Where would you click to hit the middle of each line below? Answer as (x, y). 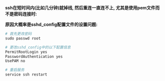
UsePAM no (15, 61)
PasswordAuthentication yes (34, 56)
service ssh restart (26, 75)
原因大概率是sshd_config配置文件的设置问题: (51, 24)
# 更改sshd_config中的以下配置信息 (38, 47)
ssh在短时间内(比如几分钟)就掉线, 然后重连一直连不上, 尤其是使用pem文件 (80, 8)
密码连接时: (25, 14)
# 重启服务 (15, 70)
